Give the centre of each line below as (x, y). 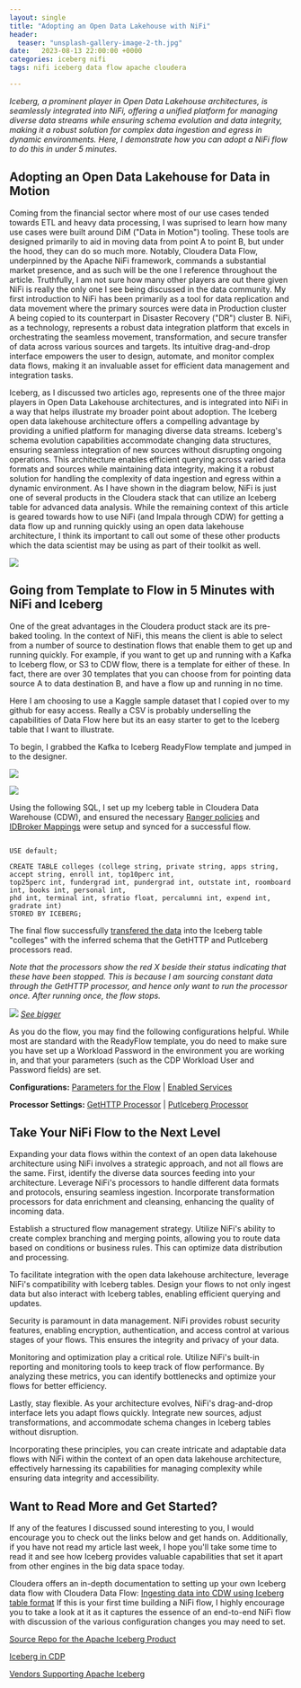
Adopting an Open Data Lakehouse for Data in (140, 177)
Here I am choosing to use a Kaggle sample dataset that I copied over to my (150, 701)
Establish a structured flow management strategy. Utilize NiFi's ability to (142, 1229)
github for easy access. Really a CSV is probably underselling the (130, 710)
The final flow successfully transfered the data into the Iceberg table (136, 930)
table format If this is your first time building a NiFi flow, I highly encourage (147, 1603)
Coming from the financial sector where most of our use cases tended (139, 213)
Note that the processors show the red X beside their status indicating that (148, 967)
